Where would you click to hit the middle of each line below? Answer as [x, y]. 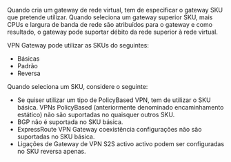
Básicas [28, 59]
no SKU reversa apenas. [51, 151]
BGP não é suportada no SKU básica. [70, 122]
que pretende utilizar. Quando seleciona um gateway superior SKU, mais [110, 17]
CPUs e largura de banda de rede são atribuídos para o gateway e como [110, 24]
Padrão [27, 66]
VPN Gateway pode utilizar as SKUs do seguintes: [78, 45]
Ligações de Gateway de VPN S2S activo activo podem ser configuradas [121, 144]
